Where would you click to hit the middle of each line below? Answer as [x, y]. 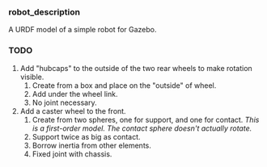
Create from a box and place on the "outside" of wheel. [124, 85]
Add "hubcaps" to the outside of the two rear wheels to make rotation [136, 68]
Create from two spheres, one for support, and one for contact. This [146, 119]
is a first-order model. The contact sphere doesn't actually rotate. [142, 128]
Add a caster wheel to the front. [73, 111]
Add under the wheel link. [75, 94]
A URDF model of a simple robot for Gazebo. [83, 30]
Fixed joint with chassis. [72, 154]
